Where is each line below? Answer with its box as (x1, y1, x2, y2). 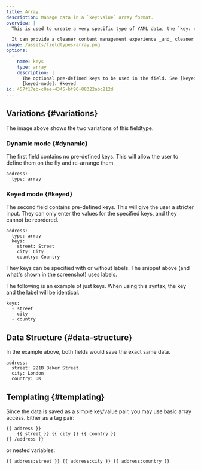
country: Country (17, 254, 60, 260)
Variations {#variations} (6, 108, 98, 119)
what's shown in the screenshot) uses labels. (6, 271, 118, 278)
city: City (17, 249, 44, 255)
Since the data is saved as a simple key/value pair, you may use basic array (6, 408, 191, 415)
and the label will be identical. (6, 289, 80, 296)
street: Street (17, 244, 55, 250)
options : (6, 47, 28, 54)
